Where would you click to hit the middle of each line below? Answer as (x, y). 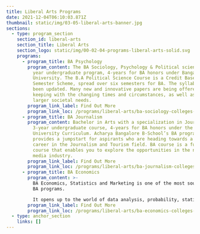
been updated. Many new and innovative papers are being (105, 89)
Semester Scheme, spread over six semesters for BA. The (105, 84)
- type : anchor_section (41, 216)
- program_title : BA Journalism (62, 117)
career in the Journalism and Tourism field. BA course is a (110, 144)
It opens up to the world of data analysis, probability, (106, 199)
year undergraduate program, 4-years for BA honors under (106, 73)
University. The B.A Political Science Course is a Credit (107, 78)
